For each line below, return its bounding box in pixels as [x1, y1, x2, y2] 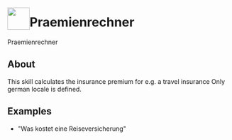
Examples [7, 105, 52, 117]
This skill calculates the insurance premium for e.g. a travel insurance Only [7, 77, 226, 85]
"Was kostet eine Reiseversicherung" [17, 124, 126, 133]
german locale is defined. [7, 85, 82, 93]
